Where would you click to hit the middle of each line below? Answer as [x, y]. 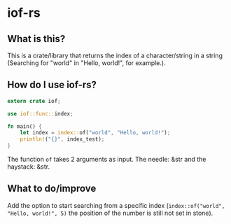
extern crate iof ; [34, 101]
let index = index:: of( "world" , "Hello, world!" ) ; [95, 133]
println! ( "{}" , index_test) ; [62, 139]
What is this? [36, 39]
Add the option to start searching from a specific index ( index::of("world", [116, 205]
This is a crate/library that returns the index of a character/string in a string [115, 55]
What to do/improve [52, 189]
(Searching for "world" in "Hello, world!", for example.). [86, 63]
